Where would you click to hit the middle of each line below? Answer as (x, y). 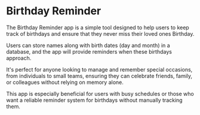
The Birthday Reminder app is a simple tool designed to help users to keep (98, 27)
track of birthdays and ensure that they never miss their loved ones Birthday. (100, 33)
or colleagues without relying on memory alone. (65, 82)
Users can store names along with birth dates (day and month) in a (88, 45)
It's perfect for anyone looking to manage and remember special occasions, (99, 69)
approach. (19, 58)
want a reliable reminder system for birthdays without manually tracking (95, 100)
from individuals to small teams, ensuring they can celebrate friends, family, (99, 76)
